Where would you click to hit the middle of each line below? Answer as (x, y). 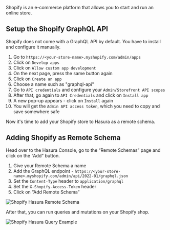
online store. (19, 13)
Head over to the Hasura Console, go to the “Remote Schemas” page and (83, 150)
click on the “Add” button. (33, 155)
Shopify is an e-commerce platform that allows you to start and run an (80, 7)
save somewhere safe (36, 111)
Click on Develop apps (36, 62)
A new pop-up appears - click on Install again (63, 100)
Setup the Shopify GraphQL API (57, 29)
